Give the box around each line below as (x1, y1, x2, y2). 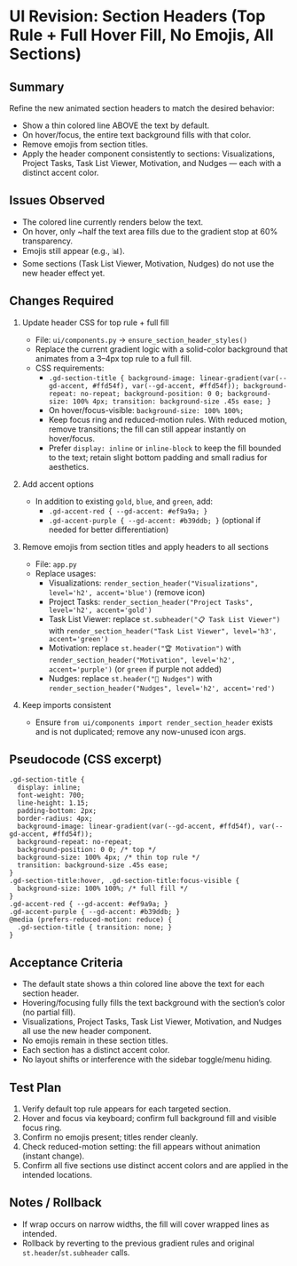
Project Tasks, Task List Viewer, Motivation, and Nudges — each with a (21, 158, 282, 168)
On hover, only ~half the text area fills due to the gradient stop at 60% (21, 226, 278, 236)
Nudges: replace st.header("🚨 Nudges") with (48, 673, 213, 683)
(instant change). (21, 1151, 85, 1161)
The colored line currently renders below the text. (21, 216, 204, 227)
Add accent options (21, 478, 95, 490)
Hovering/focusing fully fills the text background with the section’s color (21, 998, 285, 1008)
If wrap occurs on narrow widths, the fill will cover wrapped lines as (21, 1219, 270, 1230)
